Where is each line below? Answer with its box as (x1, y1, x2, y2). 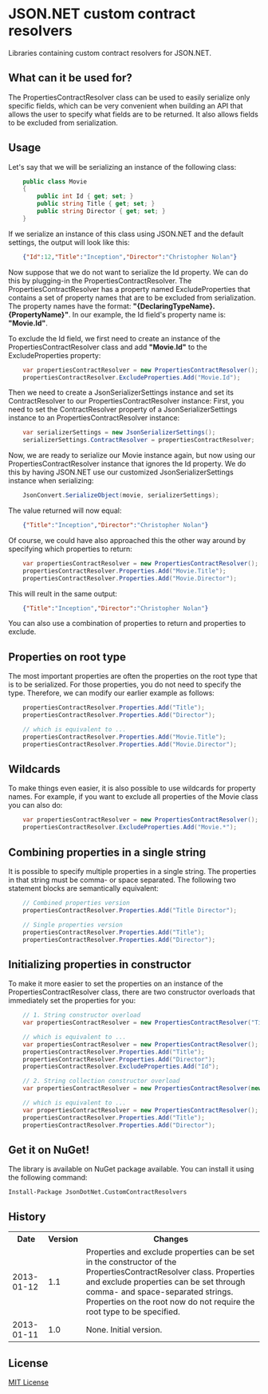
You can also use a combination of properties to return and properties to (8, 619, 246, 628)
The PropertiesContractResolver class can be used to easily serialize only (8, 93, 250, 102)
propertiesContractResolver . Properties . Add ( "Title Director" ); (22, 906, 238, 914)
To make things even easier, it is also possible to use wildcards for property (8, 783, 257, 793)
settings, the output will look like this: (8, 237, 130, 247)
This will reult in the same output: (8, 589, 118, 598)
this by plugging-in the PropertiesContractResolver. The (8, 276, 192, 285)
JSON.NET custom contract (8, 5, 195, 23)
